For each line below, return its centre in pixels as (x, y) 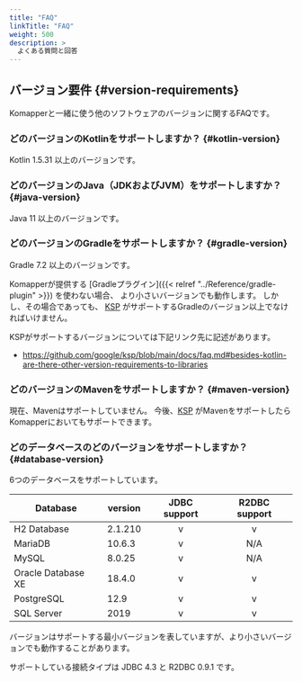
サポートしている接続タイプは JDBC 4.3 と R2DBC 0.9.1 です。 (124, 668)
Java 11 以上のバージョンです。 (67, 218)
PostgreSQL (39, 599)
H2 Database (42, 529)
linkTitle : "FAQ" (42, 26)
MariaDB (32, 543)
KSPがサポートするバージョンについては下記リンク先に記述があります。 (142, 336)
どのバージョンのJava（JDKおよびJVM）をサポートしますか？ (146, 185)
